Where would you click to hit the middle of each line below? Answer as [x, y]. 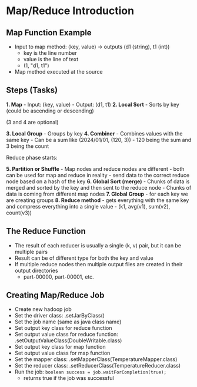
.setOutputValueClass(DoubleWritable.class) [68, 340]
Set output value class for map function [62, 353]
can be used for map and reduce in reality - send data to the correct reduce [98, 175]
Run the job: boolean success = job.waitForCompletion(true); [90, 372]
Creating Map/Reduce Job [55, 295]
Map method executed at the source [59, 72]
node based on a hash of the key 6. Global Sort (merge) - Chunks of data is [98, 181]
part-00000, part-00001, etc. [59, 277]
